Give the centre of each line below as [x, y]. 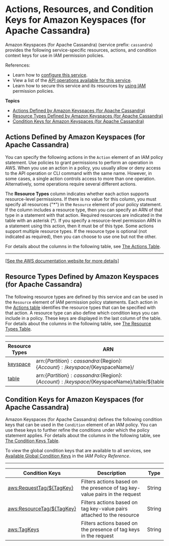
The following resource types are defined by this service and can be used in [84, 296]
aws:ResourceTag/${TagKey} [42, 509]
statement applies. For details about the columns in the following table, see [83, 436]
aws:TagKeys [23, 529]
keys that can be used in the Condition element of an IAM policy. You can [81, 425]
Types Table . [19, 329]
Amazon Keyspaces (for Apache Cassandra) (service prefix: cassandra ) [79, 44]
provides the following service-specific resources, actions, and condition [81, 50]
